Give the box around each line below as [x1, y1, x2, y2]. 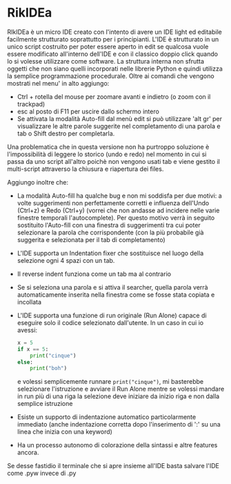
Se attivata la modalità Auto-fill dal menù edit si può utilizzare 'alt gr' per [17, 114, 223, 122]
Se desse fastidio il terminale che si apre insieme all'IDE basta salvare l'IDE [7, 462, 219, 470]
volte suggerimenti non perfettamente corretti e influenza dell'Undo [17, 198, 210, 207]
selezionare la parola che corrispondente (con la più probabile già [17, 228, 204, 236]
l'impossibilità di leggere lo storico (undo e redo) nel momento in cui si [7, 150, 207, 158]
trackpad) [17, 100, 46, 108]
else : [17, 358, 33, 366]
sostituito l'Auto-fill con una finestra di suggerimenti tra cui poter [17, 221, 201, 229]
